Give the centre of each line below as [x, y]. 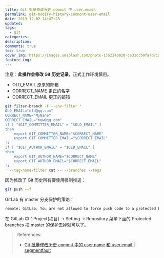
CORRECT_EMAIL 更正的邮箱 [41, 97]
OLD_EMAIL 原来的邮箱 [35, 85]
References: [29, 235]
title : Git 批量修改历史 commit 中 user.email [51, 10]
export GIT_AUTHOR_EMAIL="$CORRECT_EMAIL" [58, 161]
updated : [14, 23]
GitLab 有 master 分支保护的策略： [40, 200]
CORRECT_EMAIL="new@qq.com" [34, 120]
